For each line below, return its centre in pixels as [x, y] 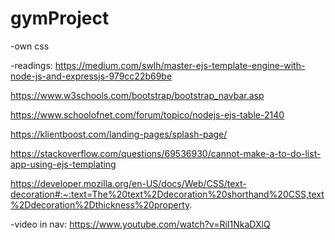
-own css [30, 46]
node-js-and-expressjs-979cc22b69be [91, 76]
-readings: [31, 65]
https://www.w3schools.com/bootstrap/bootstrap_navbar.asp [137, 95]
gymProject [60, 18]
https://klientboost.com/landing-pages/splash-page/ [119, 134]
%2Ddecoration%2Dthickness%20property [100, 204]
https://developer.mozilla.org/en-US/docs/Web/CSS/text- [128, 183]
